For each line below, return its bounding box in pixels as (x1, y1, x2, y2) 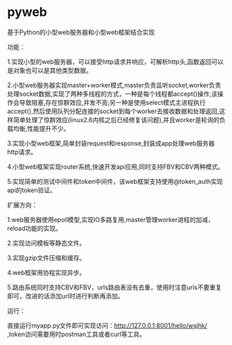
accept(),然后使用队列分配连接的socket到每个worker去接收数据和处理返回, (7, 107, 220, 115)
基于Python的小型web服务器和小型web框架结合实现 (7, 28, 155, 36)
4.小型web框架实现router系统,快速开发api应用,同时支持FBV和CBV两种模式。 (7, 162, 224, 171)
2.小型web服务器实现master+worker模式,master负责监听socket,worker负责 (7, 81, 222, 89)
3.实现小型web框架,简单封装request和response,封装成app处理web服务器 (7, 139, 215, 147)
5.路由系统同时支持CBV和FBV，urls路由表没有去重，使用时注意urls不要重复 (7, 283, 222, 292)
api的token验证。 (7, 185, 57, 194)
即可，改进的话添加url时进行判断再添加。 (7, 292, 125, 300)
